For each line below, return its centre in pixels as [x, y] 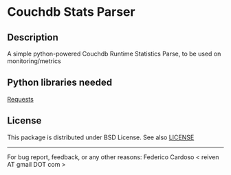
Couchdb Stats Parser [71, 12]
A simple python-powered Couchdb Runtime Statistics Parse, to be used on [114, 54]
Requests [21, 99]
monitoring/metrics [34, 61]
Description [33, 37]
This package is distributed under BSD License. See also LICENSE [101, 137]
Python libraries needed [60, 83]
